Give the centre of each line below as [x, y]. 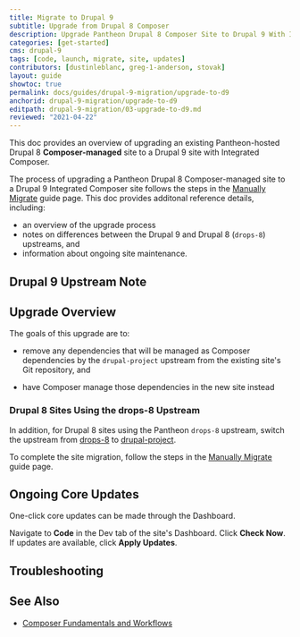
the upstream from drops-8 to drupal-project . [93, 439]
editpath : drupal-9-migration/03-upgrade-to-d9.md [105, 109]
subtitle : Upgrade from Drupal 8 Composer [89, 26]
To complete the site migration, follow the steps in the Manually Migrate [141, 456]
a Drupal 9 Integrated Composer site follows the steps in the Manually [137, 189]
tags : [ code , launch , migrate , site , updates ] [97, 59]
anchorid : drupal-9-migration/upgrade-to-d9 [93, 101]
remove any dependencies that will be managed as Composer [136, 351]
